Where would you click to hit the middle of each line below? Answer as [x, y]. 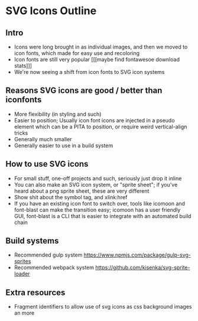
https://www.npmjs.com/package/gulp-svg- [137, 255]
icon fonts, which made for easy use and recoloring [77, 53]
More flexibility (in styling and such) [58, 114]
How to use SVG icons [47, 164]
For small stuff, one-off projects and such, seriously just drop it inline [98, 178]
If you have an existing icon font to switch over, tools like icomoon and [100, 203]
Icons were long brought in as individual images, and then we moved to [101, 47]
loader [22, 274]
